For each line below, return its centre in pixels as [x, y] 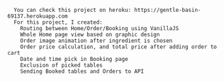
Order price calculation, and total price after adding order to [119, 47]
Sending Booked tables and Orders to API [82, 71]
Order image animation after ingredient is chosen [96, 41]
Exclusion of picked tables [61, 65]
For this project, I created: [58, 22]
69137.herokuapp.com [38, 16]
